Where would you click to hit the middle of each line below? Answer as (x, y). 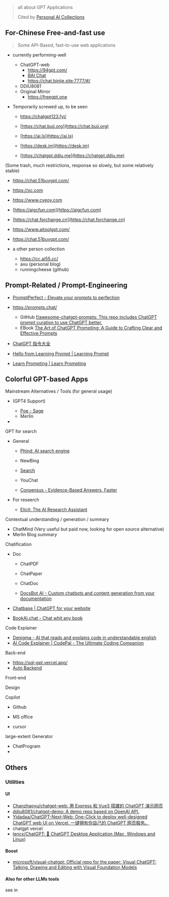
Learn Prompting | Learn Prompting (49, 363)
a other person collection (39, 249)
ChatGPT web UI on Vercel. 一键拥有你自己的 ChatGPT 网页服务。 (81, 823)
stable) (12, 171)
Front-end (16, 678)
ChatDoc (29, 584)
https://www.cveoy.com (37, 200)
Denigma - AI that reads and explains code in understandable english (84, 638)
